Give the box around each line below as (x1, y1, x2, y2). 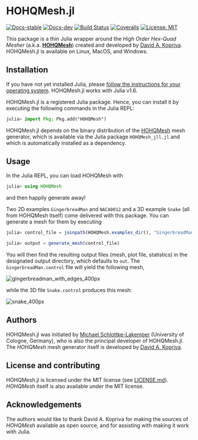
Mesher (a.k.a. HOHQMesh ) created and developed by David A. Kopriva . (6, 41, 183, 48)
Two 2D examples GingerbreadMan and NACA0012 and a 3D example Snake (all (6, 206, 190, 213)
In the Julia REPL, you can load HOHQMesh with (6, 172, 124, 179)
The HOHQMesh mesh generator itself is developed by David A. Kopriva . (6, 343, 183, 350)
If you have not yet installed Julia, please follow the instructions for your (6, 80, 181, 88)
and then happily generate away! (6, 194, 86, 202)
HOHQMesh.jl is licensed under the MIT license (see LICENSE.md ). (6, 376, 169, 383)
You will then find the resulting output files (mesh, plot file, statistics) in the (6, 251, 187, 258)
